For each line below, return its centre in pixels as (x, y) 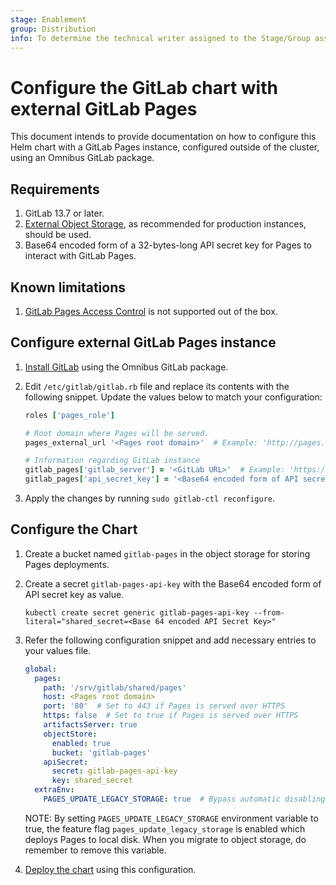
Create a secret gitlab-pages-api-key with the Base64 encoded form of (173, 583)
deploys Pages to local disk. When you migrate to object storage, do (165, 839)
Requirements (55, 189)
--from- (269, 612)
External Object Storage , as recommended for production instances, (165, 224)
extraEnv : (54, 790)
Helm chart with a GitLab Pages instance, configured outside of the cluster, (165, 147)
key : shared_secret (92, 781)
